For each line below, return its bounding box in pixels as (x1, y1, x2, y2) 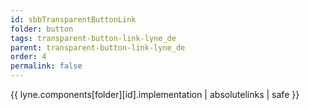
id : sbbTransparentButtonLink (10, 14, 137, 25)
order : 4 (10, 52, 47, 62)
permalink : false (10, 61, 83, 71)
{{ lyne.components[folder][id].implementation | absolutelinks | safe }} (10, 89, 300, 100)
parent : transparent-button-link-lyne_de (10, 42, 186, 53)
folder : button (10, 24, 74, 34)
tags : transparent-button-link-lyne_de (10, 33, 177, 43)
